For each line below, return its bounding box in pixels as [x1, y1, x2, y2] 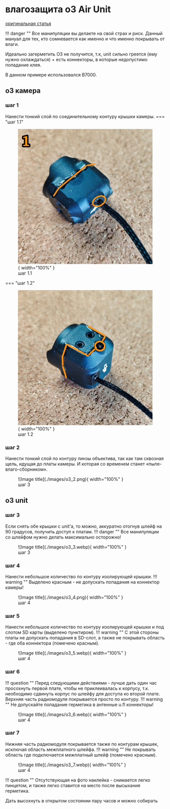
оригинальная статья [5, 20, 52, 26]
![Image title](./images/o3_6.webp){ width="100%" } [18, 711, 127, 717]
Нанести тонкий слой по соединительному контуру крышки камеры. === [5, 113, 165, 119]
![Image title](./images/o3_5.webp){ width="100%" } [18, 650, 127, 656]
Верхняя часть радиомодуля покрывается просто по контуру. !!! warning [5, 696, 163, 702]
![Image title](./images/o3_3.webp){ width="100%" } [18, 544, 127, 550]
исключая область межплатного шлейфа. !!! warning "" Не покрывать [5, 746, 156, 752]
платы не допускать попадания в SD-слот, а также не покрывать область [5, 635, 165, 641]
